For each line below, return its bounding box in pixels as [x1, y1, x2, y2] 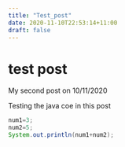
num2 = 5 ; [8, 123, 34, 132]
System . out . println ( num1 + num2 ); [8, 131, 114, 139]
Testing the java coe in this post [8, 101, 112, 111]
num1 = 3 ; [8, 116, 34, 124]
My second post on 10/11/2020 [8, 86, 108, 95]
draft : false [8, 26, 51, 34]
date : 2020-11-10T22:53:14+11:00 [8, 19, 118, 27]
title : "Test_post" [8, 11, 72, 20]
